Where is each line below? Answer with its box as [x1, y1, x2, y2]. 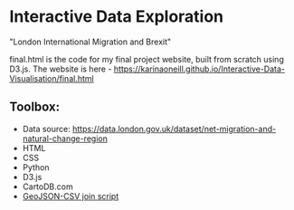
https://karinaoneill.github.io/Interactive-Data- [113, 63, 286, 74]
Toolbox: [9, 100, 61, 115]
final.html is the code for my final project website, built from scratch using [9, 53, 285, 64]
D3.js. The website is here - [9, 63, 112, 74]
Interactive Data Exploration [9, 6, 224, 27]
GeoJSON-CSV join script [22, 190, 119, 201]
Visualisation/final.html [9, 72, 94, 83]
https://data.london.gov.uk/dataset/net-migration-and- [71, 123, 277, 134]
